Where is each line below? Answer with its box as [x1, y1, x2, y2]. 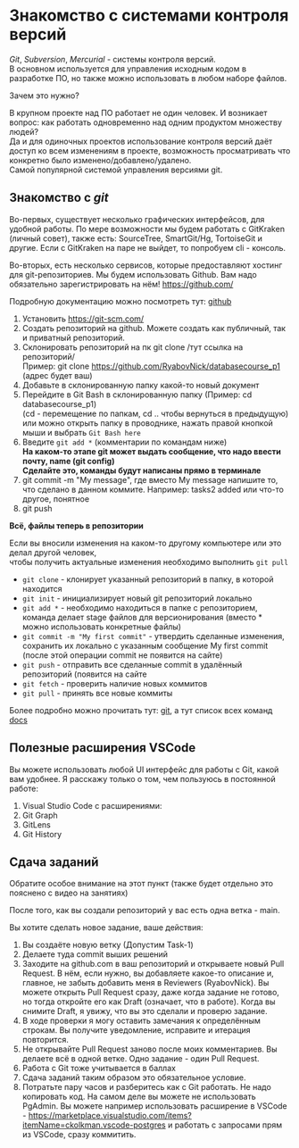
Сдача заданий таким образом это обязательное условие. [21, 1072, 246, 1083]
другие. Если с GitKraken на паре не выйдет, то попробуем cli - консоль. [9, 242, 287, 253]
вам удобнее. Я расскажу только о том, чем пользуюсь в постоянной [9, 773, 277, 784]
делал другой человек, [9, 546, 97, 558]
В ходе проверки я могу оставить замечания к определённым [21, 1015, 262, 1027]
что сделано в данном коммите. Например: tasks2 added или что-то [21, 484, 284, 495]
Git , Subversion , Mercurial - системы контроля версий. [9, 54, 216, 64]
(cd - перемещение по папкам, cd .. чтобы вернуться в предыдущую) [21, 408, 289, 419]
